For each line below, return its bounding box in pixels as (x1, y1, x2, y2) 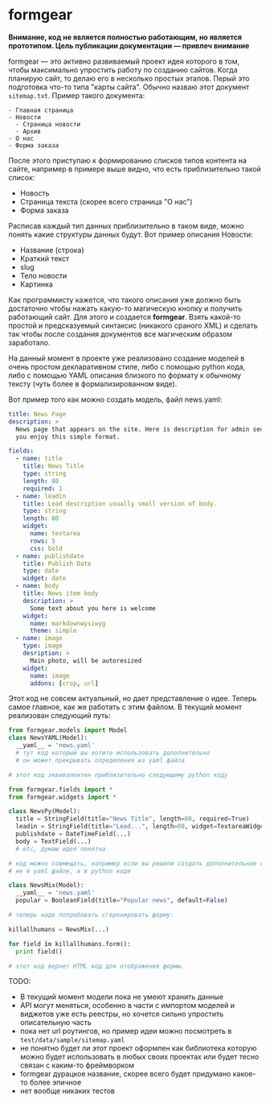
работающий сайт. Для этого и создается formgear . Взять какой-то (8, 312, 241, 321)
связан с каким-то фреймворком (19, 1060, 135, 1070)
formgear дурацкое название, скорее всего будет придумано (19, 1069, 231, 1079)
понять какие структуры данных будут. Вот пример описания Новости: (8, 229, 253, 239)
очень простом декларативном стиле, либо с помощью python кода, (8, 361, 246, 371)
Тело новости (19, 271, 67, 280)
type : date (22, 567, 59, 575)
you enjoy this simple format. (15, 432, 121, 440)
